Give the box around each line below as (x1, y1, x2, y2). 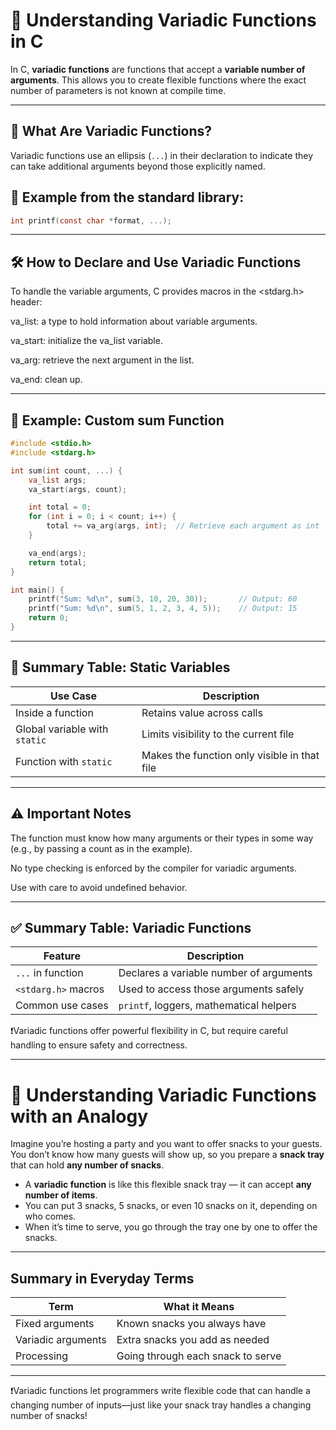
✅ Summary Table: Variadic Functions (10, 919, 252, 936)
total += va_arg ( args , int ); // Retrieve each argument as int (46, 521, 320, 531)
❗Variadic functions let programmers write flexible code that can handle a (10, 1385, 311, 1397)
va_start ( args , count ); (28, 484, 128, 494)
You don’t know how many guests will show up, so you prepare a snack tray (10, 1149, 325, 1161)
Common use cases (15, 999, 109, 1013)
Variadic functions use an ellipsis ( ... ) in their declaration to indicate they (10, 149, 314, 161)
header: (10, 296, 43, 308)
